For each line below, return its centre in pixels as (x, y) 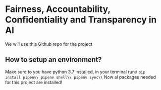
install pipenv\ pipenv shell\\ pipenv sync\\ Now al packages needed (80, 77)
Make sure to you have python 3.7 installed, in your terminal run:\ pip (75, 72)
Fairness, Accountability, (58, 9)
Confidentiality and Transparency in (81, 20)
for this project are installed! (34, 82)
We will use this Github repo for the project (49, 44)
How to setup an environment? (54, 60)
